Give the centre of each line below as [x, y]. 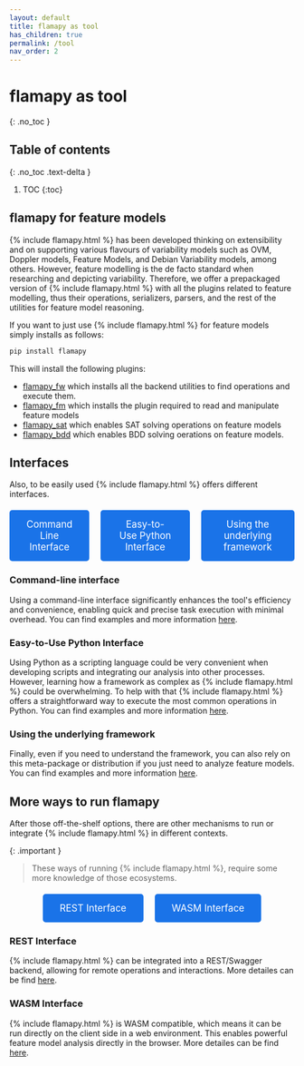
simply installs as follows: [57, 334]
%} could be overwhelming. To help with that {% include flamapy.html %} [146, 691]
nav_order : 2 [34, 52]
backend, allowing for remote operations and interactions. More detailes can [152, 971]
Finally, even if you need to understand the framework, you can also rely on [150, 754]
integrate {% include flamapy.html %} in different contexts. [119, 833]
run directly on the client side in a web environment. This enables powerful [148, 1033]
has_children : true [46, 34]
